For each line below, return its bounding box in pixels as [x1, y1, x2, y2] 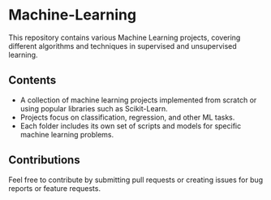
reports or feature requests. [8, 183, 101, 193]
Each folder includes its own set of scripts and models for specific [19, 120, 242, 131]
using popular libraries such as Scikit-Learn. [19, 103, 168, 113]
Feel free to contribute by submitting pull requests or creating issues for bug [8, 175, 264, 185]
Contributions [8, 153, 80, 167]
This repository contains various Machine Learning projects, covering [8, 33, 241, 42]
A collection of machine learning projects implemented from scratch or [19, 95, 257, 105]
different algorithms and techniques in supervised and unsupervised [8, 41, 237, 50]
